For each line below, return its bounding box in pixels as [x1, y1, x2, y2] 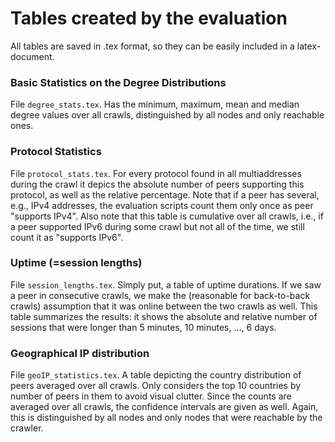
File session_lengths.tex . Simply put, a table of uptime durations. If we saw [10, 278, 322, 291]
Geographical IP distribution [10, 346, 150, 360]
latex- [296, 40, 322, 52]
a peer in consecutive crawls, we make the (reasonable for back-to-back [10, 289, 311, 301]
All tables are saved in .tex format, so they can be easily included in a [10, 40, 295, 52]
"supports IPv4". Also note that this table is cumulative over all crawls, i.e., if [10, 210, 324, 222]
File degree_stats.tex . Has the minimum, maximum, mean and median [10, 98, 300, 111]
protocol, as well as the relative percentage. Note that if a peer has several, [10, 188, 320, 201]
